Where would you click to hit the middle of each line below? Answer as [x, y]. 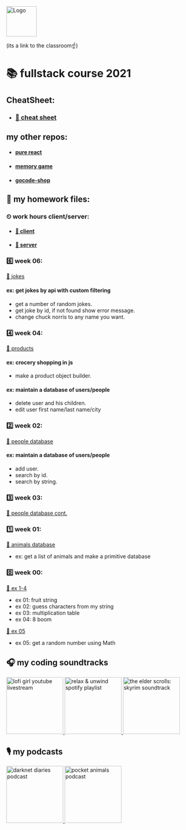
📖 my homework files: [48, 199]
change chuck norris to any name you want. [70, 317]
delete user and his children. [51, 403]
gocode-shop [32, 180]
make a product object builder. [53, 376]
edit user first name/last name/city [58, 410]
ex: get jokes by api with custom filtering [58, 290]
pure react [28, 152]
